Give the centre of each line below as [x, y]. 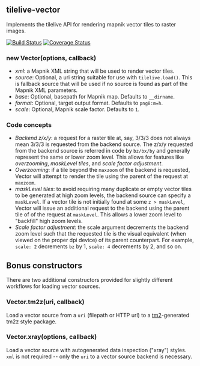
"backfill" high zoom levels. [49, 221]
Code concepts [29, 125]
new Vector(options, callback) [51, 58]
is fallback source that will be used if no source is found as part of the [101, 84]
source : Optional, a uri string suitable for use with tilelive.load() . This [104, 78]
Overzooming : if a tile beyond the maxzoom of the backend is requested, [102, 170]
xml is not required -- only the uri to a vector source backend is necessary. [99, 356]
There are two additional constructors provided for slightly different [89, 280]
